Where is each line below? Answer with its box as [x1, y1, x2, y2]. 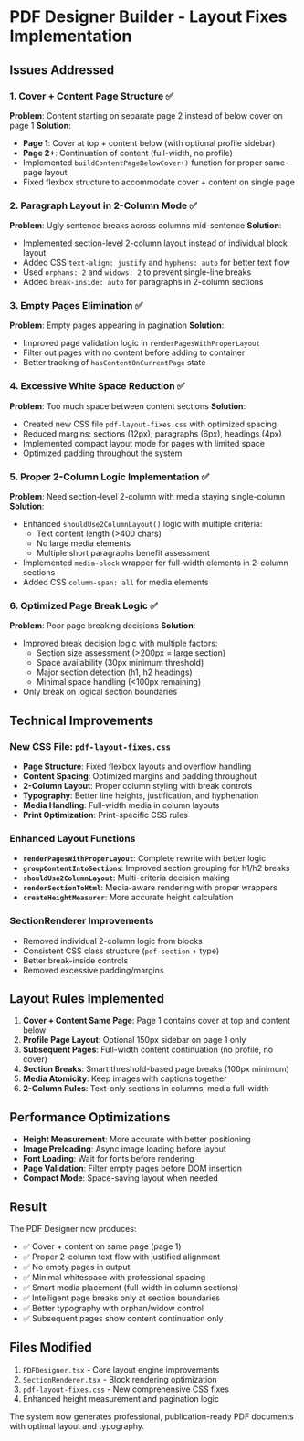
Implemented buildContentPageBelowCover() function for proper [22, 157, 263, 168]
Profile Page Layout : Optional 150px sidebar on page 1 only [22, 1035, 246, 1046]
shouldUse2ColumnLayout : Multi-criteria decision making [22, 872, 230, 883]
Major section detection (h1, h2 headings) [36, 667, 194, 678]
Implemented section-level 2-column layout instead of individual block [22, 237, 288, 248]
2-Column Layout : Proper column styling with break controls [22, 781, 253, 792]
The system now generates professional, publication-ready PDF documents [9, 1411, 294, 1422]
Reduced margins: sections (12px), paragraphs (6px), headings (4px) [22, 427, 282, 439]
